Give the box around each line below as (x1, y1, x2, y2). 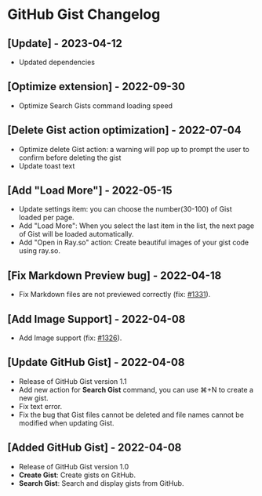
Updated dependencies (18, 57, 96, 67)
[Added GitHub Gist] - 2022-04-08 (7, 441, 182, 454)
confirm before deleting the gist (18, 153, 122, 162)
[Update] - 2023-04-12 (7, 37, 123, 50)
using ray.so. (18, 246, 60, 255)
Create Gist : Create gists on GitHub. (18, 470, 136, 480)
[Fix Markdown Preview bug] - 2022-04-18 (7, 269, 222, 282)
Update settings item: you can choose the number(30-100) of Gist (18, 205, 232, 214)
